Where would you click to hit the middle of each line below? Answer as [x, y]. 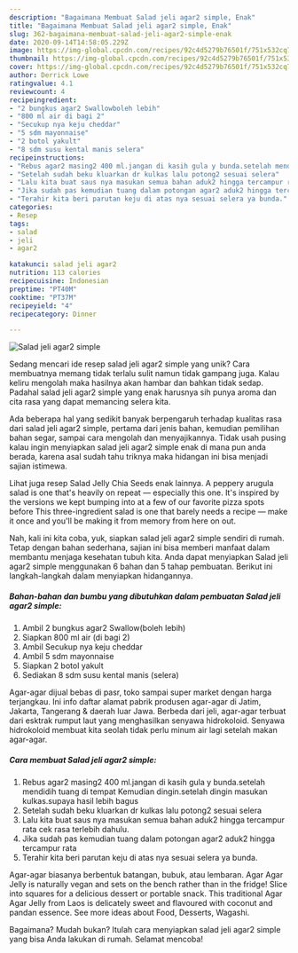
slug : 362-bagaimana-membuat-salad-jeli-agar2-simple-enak [121, 34]
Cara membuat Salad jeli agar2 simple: [83, 760]
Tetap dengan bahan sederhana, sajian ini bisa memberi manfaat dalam [140, 547]
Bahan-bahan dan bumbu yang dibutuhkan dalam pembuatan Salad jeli [145, 596]
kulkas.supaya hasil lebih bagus [80, 801]
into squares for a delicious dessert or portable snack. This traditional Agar [146, 894]
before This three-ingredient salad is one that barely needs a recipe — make [149, 512]
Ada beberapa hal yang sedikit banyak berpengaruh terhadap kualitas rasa [145, 419]
